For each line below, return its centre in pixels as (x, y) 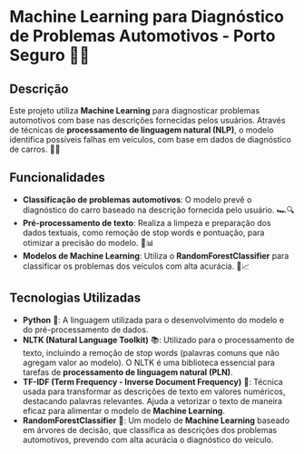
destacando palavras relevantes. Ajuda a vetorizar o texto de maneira (152, 400)
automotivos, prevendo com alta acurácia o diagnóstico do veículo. (148, 439)
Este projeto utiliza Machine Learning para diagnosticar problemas (135, 110)
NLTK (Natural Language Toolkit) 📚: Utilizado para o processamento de (158, 340)
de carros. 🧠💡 (35, 149)
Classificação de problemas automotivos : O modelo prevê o (137, 199)
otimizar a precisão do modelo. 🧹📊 (88, 242)
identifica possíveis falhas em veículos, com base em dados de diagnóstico (151, 139)
